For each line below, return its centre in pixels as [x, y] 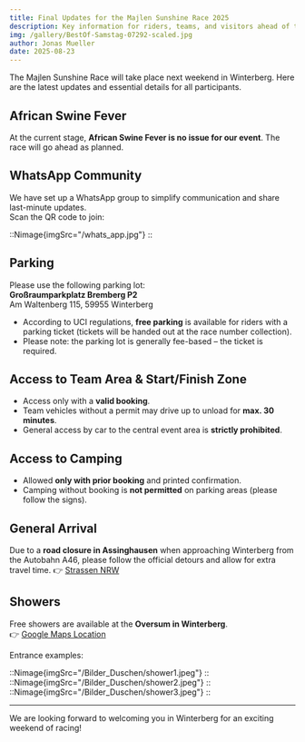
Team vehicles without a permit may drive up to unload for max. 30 [148, 411]
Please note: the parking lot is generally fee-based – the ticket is [143, 341]
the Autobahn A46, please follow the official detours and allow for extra [143, 560]
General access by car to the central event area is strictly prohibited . [152, 430]
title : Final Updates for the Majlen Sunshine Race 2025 [119, 18]
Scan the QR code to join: [57, 217]
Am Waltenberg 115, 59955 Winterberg [81, 304]
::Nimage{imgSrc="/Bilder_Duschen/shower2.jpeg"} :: [110, 682]
